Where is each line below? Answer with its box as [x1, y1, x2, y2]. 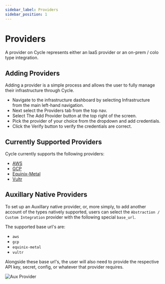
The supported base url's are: [5, 224, 66, 230]
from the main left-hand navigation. [12, 102, 84, 108]
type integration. [5, 55, 39, 61]
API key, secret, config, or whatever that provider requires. [5, 264, 124, 270]
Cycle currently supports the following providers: [5, 151, 104, 157]
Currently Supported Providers [5, 138, 102, 146]
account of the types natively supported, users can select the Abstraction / [5, 209, 160, 215]
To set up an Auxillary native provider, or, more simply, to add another [5, 203, 146, 209]
